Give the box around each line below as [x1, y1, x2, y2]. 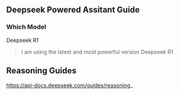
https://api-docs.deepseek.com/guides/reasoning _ [6, 81, 133, 89]
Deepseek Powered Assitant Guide [6, 5, 140, 15]
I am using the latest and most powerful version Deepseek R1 [21, 48, 174, 55]
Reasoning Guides [6, 66, 77, 76]
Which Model [6, 23, 47, 31]
